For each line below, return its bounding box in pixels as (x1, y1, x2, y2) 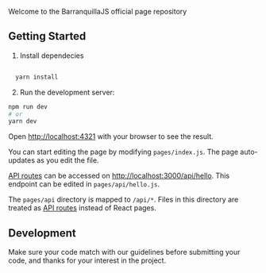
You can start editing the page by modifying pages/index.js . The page (8, 147, 239, 157)
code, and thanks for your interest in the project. (8, 256, 167, 265)
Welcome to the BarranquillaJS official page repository (8, 7, 187, 16)
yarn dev (8, 117, 37, 125)
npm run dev (8, 102, 48, 110)
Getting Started (8, 29, 87, 43)
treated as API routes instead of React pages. (8, 203, 156, 213)
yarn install (15, 73, 59, 81)
